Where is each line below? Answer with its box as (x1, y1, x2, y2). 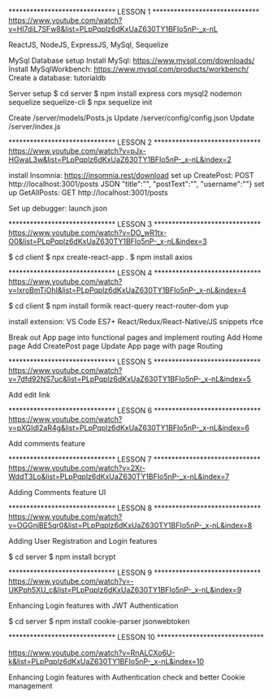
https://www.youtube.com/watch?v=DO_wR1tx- (8, 228, 167, 237)
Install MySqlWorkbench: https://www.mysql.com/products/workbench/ (8, 64, 249, 74)
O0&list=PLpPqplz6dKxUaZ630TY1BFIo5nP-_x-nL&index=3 (8, 237, 207, 246)
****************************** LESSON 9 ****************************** (8, 568, 262, 577)
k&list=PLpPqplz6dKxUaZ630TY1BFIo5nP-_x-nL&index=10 (8, 657, 205, 666)
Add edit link (8, 390, 51, 399)
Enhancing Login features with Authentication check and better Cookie (8, 672, 245, 682)
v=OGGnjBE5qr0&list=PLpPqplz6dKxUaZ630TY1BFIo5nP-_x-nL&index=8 (8, 520, 253, 530)
